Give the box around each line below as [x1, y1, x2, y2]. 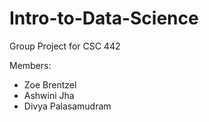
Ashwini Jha [23, 89, 75, 101]
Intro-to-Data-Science [9, 7, 199, 30]
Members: [9, 59, 52, 71]
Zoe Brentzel [23, 78, 77, 91]
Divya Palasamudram [23, 100, 112, 112]
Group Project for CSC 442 [9, 40, 121, 52]
